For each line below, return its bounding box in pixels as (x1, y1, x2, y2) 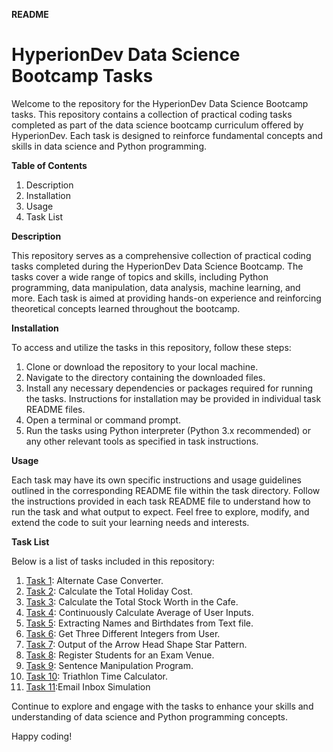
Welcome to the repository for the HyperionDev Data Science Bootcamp (11, 97, 309, 109)
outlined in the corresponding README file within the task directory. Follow (11, 484, 321, 496)
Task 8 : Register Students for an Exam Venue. (25, 649, 215, 661)
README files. (25, 403, 86, 415)
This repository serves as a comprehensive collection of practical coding (11, 249, 312, 261)
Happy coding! (11, 730, 73, 742)
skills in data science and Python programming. (11, 140, 208, 152)
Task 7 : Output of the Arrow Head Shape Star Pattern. (25, 638, 248, 650)
